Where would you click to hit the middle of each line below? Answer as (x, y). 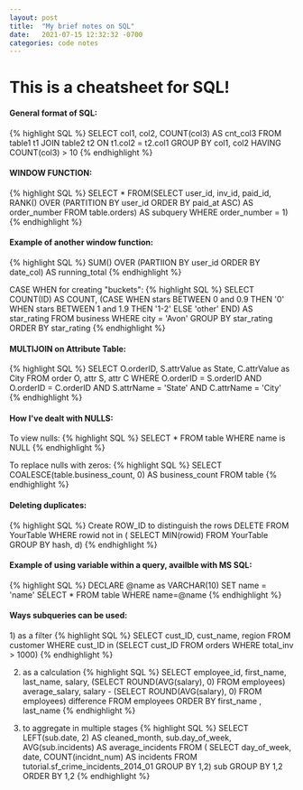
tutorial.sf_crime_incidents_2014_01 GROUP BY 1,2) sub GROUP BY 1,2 (152, 767)
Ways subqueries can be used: (69, 616)
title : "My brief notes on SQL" (72, 26)
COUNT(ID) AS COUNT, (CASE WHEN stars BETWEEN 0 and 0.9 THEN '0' (147, 300)
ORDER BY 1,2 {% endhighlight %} (86, 776)
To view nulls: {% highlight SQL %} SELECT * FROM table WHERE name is (147, 438)
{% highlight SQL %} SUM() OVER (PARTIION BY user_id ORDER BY (135, 263)
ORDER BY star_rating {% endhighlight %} (87, 328)
